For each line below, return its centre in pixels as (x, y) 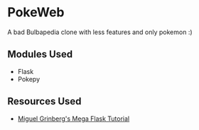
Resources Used (44, 101)
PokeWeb (36, 12)
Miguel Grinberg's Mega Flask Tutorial (74, 119)
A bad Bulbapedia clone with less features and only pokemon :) (100, 32)
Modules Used (40, 54)
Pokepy (29, 79)
